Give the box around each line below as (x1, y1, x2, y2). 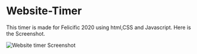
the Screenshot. (6, 30, 46, 37)
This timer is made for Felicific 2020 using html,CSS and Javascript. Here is (6, 24, 192, 31)
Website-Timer (6, 4, 82, 18)
